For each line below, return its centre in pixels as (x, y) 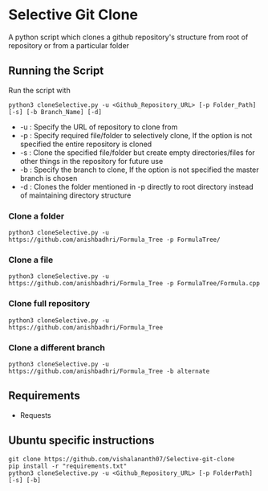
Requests (35, 415)
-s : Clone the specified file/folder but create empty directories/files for (137, 152)
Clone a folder (37, 216)
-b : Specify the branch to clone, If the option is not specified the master (139, 170)
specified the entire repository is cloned (86, 144)
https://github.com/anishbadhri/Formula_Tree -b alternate (109, 371)
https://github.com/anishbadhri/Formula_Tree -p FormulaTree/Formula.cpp (134, 284)
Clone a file (31, 260)
